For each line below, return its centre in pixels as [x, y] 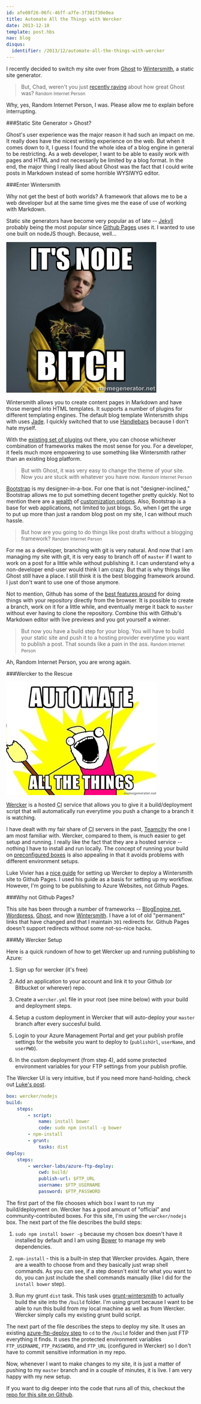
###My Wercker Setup [34, 940]
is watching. [21, 817]
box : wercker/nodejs [32, 1096]
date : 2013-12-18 [28, 25]
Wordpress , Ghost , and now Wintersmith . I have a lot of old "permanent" [96, 915]
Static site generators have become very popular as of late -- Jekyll [90, 220]
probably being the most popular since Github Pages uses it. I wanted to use [100, 227]
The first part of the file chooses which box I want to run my [80, 1203]
